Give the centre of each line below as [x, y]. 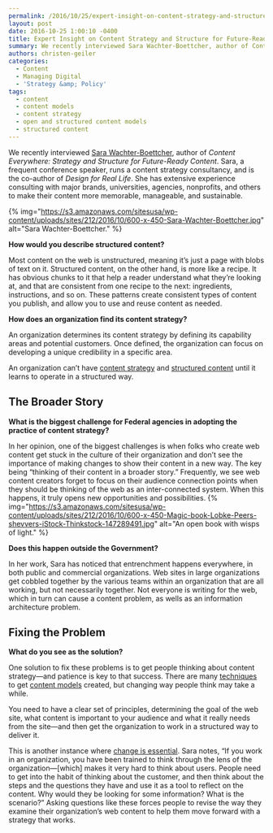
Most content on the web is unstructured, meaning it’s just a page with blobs [136, 260]
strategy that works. [42, 820]
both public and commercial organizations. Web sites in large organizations [134, 572]
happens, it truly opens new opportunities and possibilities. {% [113, 497]
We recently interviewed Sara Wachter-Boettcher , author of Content [122, 152]
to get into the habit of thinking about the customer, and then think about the [136, 777]
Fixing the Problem [57, 632]
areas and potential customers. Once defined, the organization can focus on [136, 343]
